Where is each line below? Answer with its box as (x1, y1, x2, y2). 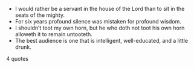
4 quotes (6, 55, 29, 62)
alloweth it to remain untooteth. (15, 31, 92, 38)
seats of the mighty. (15, 11, 65, 19)
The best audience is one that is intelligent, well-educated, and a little (15, 37, 189, 44)
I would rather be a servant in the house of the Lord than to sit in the (15, 5, 185, 12)
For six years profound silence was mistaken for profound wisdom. (15, 18, 181, 25)
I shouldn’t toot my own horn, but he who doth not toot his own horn (15, 24, 185, 31)
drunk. (15, 43, 31, 51)
